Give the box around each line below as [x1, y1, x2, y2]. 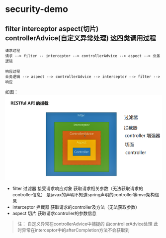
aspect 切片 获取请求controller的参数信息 [12, 210, 97, 216]
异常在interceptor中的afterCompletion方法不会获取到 [21, 227, 130, 233]
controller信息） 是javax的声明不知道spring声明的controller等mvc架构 [12, 191, 155, 197]
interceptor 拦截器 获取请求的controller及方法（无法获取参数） [12, 204, 140, 210]
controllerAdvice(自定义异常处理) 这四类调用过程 [5, 34, 157, 42]
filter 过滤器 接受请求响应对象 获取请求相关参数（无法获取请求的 [12, 185, 143, 191]
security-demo [5, 3, 69, 15]
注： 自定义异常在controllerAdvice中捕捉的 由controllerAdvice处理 [17, 221, 153, 227]
